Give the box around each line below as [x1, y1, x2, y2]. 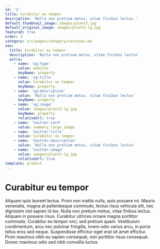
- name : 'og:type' [14, 61, 51, 66]
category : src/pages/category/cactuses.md [5, 39, 92, 44]
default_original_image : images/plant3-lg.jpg [5, 25, 101, 30]
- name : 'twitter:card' [14, 120, 62, 125]
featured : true [5, 30, 36, 35]
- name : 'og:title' [14, 75, 53, 80]
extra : [9, 57, 23, 62]
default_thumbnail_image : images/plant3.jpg [5, 20, 96, 26]
